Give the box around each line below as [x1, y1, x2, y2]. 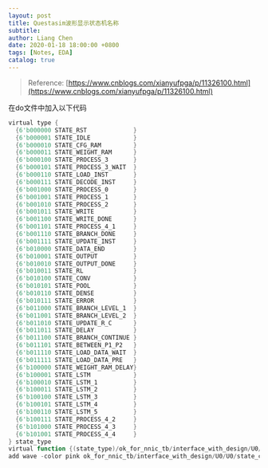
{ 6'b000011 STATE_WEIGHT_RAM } [15, 148, 137, 156]
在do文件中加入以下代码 [8, 103, 87, 112]
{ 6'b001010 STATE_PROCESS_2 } [15, 200, 137, 208]
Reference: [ [27, 77, 69, 88]
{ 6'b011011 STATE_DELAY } [15, 326, 137, 335]
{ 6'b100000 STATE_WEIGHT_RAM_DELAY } [15, 364, 137, 372]
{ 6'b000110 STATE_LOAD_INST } [15, 171, 137, 179]
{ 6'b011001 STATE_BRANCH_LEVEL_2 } [15, 312, 137, 320]
